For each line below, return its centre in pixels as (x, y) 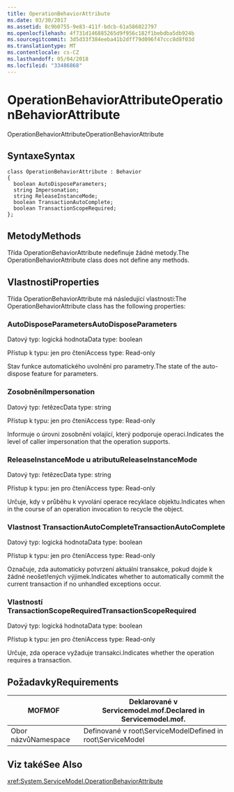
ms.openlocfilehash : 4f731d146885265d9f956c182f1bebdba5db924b (101, 33)
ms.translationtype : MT (42, 46)
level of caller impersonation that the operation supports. (89, 441)
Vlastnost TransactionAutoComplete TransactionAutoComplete (116, 527)
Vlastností (25, 602)
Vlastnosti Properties (53, 282)
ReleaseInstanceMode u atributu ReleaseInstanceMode (102, 459)
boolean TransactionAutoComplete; (63, 203)
